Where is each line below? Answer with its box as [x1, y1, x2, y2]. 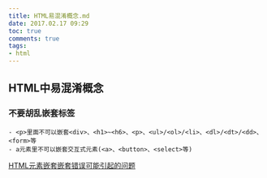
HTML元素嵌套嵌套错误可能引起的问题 [8, 160, 136, 170]
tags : [8, 42, 27, 50]
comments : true [8, 34, 60, 43]
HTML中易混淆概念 [8, 82, 104, 95]
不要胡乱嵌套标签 [8, 108, 75, 119]
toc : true [8, 27, 42, 35]
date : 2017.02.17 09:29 [8, 19, 89, 28]
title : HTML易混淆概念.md [8, 11, 90, 20]
